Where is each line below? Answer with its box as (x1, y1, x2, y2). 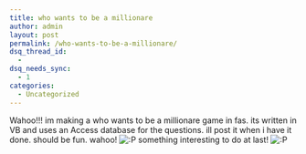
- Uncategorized (17, 89, 79, 98)
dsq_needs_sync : (9, 65, 71, 74)
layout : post (9, 30, 59, 39)
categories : (9, 81, 55, 90)
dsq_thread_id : (9, 47, 68, 56)
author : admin (9, 22, 64, 31)
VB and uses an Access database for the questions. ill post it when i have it (9, 124, 292, 135)
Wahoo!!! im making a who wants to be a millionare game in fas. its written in (9, 115, 297, 126)
